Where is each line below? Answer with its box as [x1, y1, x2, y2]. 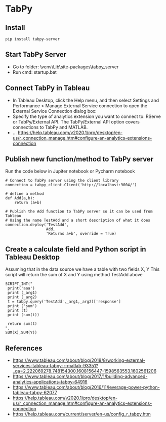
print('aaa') [7, 286, 35, 291]
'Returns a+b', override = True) [46, 231, 116, 236]
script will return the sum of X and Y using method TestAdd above [5, 272, 143, 278]
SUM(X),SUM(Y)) [5, 330, 37, 335]
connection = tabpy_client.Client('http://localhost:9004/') [5, 183, 137, 188]
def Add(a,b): [5, 196, 35, 201]
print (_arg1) [7, 290, 37, 296]
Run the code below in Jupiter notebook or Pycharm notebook [5, 168, 135, 175]
